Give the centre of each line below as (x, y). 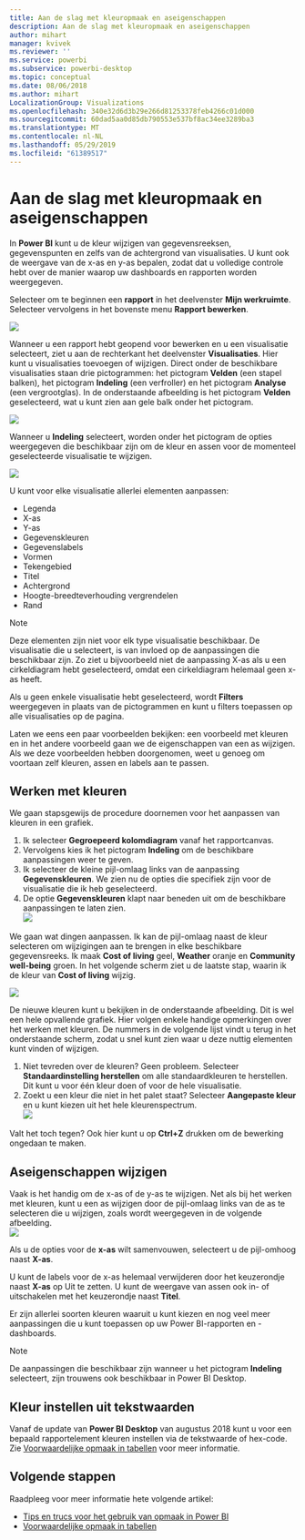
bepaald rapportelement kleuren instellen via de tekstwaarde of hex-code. (148, 1438)
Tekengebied (47, 566)
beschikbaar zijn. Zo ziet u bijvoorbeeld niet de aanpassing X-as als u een (148, 659)
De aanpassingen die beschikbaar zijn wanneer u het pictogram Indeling (146, 1369)
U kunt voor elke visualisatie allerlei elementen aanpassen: (119, 490)
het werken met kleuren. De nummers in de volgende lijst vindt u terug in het (153, 1029)
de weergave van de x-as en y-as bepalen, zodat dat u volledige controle (147, 262)
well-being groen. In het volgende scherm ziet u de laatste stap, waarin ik (148, 965)
